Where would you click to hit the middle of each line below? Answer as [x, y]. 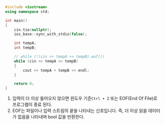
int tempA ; [25, 43]
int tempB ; [25, 48]
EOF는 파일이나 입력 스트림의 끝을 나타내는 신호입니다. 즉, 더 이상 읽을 [80, 111]
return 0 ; [24, 84]
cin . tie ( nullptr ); [33, 30]
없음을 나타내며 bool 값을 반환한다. [51, 117]
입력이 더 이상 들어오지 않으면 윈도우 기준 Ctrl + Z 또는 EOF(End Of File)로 [85, 98]
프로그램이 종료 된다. [32, 105]
